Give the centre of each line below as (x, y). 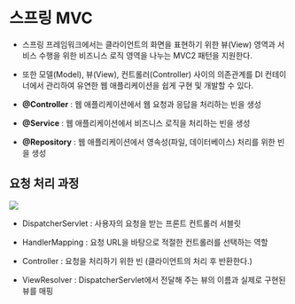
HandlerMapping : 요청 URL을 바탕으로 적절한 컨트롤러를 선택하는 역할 (145, 242)
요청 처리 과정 (44, 184)
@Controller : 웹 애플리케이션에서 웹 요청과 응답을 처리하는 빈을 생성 (141, 104)
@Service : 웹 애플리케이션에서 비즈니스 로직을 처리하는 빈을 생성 (136, 123)
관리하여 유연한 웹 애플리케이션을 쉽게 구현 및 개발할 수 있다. (150, 85)
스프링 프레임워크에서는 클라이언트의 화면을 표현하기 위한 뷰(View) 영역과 (149, 44)
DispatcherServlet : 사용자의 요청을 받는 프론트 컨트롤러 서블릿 (132, 223)
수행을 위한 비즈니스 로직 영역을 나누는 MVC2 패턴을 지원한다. (145, 55)
